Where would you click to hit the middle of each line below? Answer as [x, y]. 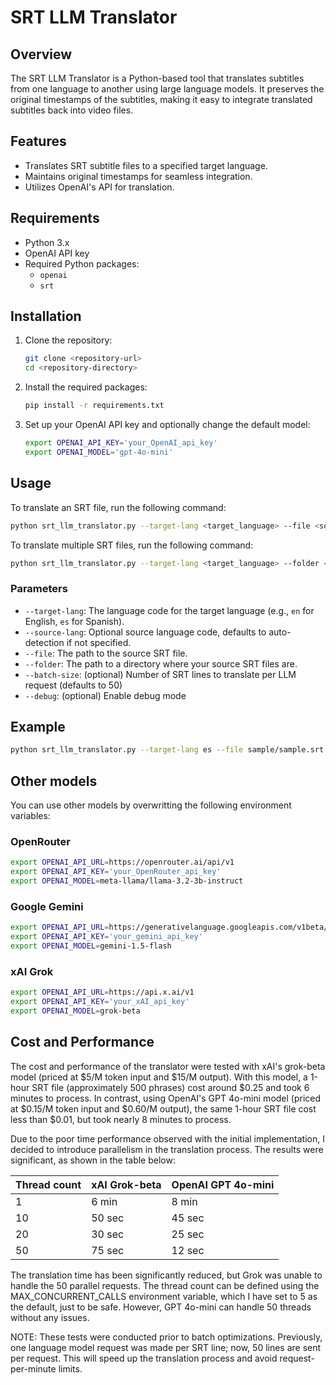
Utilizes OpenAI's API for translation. [99, 187]
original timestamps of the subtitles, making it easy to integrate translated [161, 99]
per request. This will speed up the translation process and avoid [144, 1358]
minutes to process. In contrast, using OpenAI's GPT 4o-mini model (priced [166, 1098]
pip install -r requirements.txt [94, 406]
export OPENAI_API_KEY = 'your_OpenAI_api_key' [121, 443]
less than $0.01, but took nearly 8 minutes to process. [121, 1119]
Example [38, 727]
